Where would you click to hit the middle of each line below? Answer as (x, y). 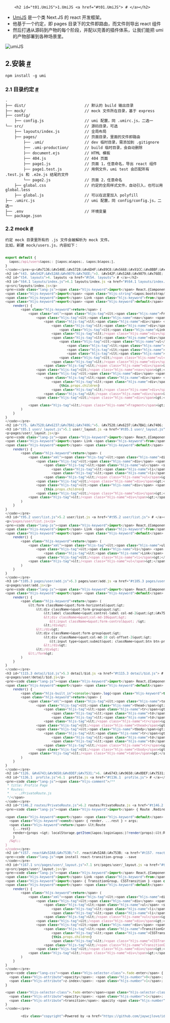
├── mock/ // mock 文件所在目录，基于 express (80, 111)
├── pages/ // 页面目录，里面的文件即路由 (77, 137)
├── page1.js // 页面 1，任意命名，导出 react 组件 (90, 164)
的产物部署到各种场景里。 (39, 36)
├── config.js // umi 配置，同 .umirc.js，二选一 (84, 121)
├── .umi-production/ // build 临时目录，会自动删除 (83, 148)
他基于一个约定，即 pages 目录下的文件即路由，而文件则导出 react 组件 (87, 24)
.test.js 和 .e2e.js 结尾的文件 (37, 175)
